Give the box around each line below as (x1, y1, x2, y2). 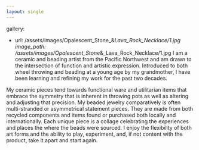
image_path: (14, 43, 46, 50)
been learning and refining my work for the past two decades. (14, 74, 167, 82)
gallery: (6, 25, 25, 32)
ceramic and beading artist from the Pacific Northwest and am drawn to (14, 55, 192, 62)
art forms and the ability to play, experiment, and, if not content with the (6, 130, 183, 137)
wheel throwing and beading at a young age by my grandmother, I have (14, 68, 191, 75)
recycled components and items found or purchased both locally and (6, 111, 176, 118)
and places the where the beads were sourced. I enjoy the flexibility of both (6, 124, 192, 131)
